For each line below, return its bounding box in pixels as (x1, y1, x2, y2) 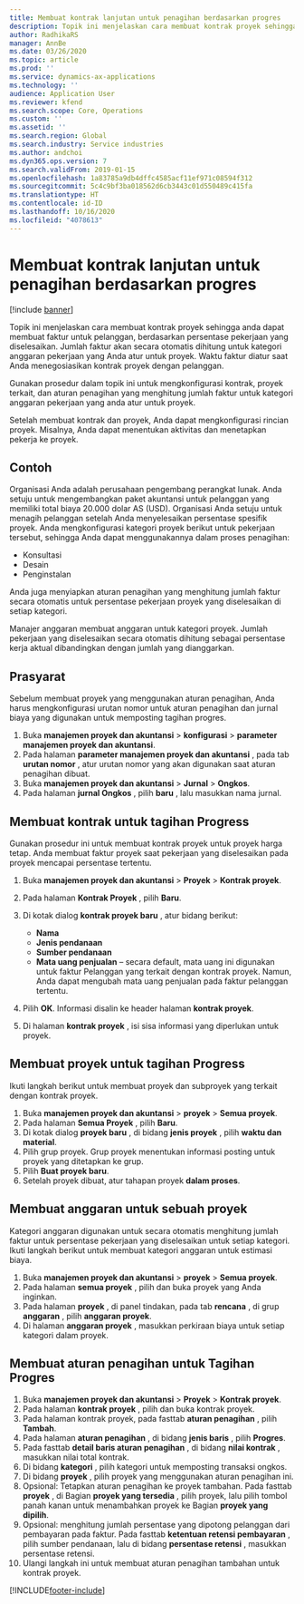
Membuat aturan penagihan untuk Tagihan (9, 1356, 255, 1372)
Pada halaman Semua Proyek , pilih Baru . (22, 1117, 178, 1128)
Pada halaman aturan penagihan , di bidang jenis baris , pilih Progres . (22, 1433, 287, 1444)
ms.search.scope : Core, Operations (9, 106, 144, 115)
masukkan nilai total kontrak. (22, 1452, 129, 1463)
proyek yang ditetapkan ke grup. (22, 1155, 144, 1166)
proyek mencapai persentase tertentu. (9, 858, 152, 868)
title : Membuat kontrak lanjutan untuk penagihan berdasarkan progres (9, 13, 281, 23)
